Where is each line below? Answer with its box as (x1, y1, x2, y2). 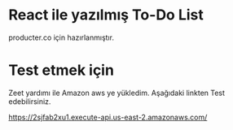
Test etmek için (8, 61, 114, 80)
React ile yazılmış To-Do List (8, 6, 204, 24)
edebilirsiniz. (8, 96, 51, 106)
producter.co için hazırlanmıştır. (8, 32, 114, 42)
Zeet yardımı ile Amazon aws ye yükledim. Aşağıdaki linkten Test (8, 88, 226, 97)
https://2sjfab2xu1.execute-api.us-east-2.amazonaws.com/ (8, 112, 208, 122)
